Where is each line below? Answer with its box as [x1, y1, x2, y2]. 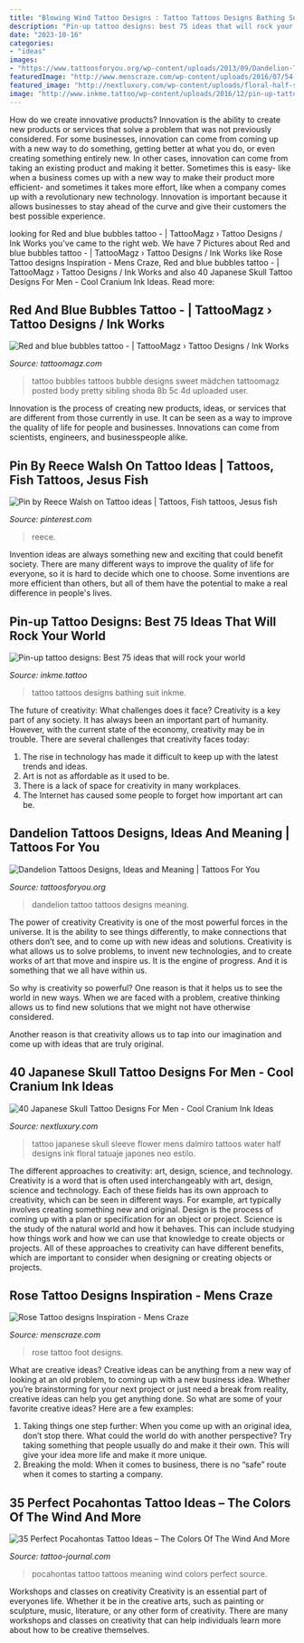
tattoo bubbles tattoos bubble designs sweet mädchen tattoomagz [31, 375, 280, 386]
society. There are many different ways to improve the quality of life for [9, 559, 274, 569]
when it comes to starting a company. [22, 1469, 164, 1480]
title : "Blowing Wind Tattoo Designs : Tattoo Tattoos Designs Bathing [9, 13, 285, 23]
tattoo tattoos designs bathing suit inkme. [31, 686, 187, 698]
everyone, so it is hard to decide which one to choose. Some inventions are [9, 569, 290, 579]
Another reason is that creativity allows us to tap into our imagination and [9, 1028, 282, 1039]
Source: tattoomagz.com [9, 358, 102, 369]
